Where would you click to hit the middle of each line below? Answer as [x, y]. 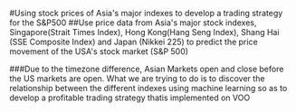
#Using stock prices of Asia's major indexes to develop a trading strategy [146, 13]
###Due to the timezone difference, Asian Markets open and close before [147, 69]
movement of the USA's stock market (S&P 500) [99, 51]
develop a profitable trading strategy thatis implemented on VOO [130, 98]
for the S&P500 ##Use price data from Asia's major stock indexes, [133, 23]
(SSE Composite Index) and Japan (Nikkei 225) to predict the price [134, 42]
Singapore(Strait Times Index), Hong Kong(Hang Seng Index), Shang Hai [144, 32]
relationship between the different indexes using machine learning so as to [148, 88]
